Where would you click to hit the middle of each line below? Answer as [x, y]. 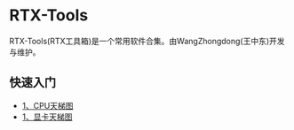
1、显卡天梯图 [47, 117]
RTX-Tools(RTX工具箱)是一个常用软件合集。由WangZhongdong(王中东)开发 [147, 41]
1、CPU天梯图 [48, 105]
